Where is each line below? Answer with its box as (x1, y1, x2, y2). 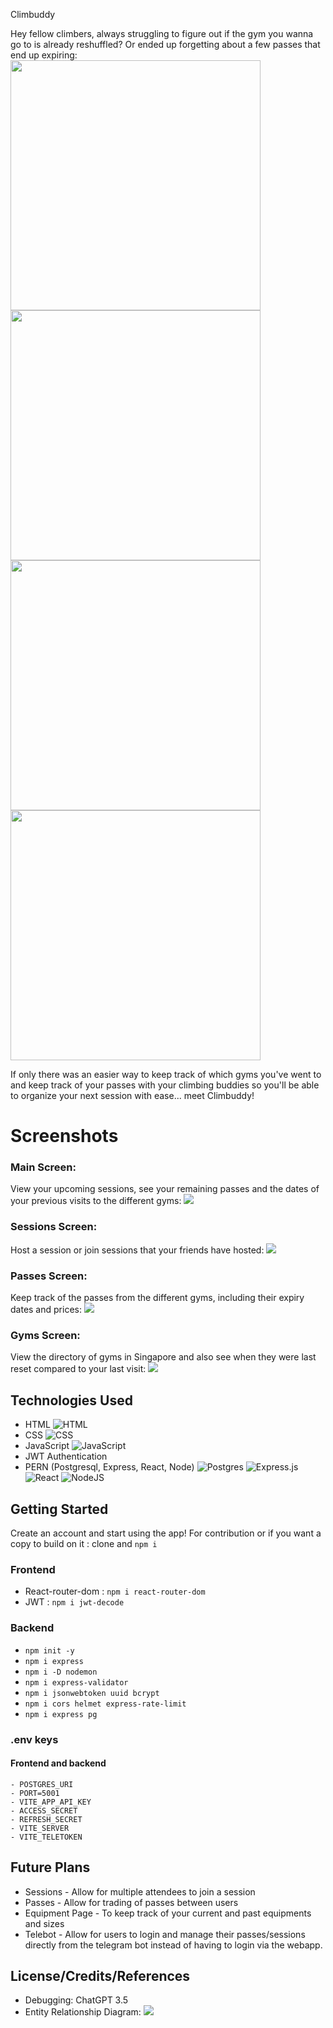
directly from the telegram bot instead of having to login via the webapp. (24, 1939, 323, 1951)
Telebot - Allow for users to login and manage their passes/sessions (24, 1928, 306, 1940)
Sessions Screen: (10, 1220, 98, 1234)
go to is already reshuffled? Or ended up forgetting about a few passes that (10, 39, 321, 50)
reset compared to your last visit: (10, 1363, 147, 1375)
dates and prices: (10, 1304, 82, 1316)
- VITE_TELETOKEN (10, 1832, 83, 1842)
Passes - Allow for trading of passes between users (24, 1896, 239, 1908)
